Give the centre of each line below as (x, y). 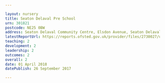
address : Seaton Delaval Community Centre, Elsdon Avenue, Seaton (74, 32)
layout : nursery (22, 14)
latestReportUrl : (23, 37)
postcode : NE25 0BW (25, 28)
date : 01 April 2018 (26, 64)
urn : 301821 (17, 23)
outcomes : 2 (17, 55)
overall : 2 (16, 59)
